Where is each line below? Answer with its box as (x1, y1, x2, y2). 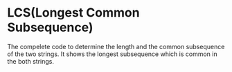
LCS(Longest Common (7, 5, 140, 21)
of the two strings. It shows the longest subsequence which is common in (7, 50, 217, 58)
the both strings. (7, 57, 54, 65)
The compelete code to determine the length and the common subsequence (7, 42, 225, 51)
